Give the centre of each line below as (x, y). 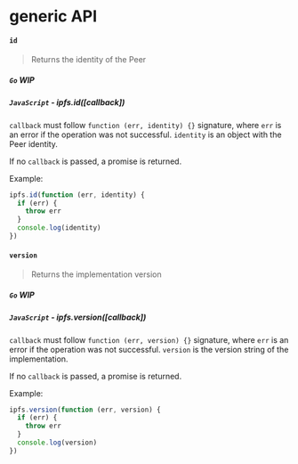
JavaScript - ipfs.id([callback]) (67, 102)
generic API (53, 16)
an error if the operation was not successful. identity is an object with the (145, 134)
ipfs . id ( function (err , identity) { (77, 195)
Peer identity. (33, 143)
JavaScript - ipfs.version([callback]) (78, 317)
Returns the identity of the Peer (89, 60)
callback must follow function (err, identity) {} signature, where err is (145, 125)
